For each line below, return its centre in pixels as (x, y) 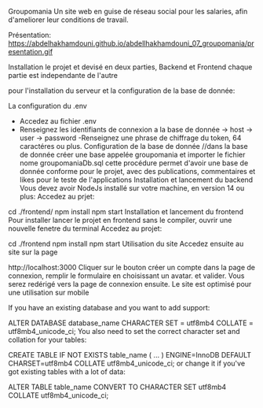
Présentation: (30, 35)
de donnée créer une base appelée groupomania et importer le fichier (132, 154)
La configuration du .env (48, 106)
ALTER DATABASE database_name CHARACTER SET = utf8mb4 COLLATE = (131, 323)
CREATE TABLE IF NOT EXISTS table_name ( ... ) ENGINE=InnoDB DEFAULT (130, 355)
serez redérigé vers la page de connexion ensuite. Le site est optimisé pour (130, 284)
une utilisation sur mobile (49, 292)
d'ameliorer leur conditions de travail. (68, 20)
